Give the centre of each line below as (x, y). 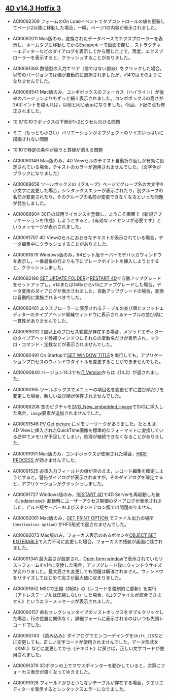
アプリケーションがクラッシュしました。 (64, 483)
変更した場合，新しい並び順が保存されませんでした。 (68, 396)
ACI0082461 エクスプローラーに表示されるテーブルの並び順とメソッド (86, 308)
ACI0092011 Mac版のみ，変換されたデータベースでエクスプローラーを (86, 38)
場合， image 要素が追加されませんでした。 (60, 413)
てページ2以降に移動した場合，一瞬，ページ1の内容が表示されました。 (86, 27)
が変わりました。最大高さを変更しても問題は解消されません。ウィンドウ (88, 571)
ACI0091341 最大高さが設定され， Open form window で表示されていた (86, 559)
